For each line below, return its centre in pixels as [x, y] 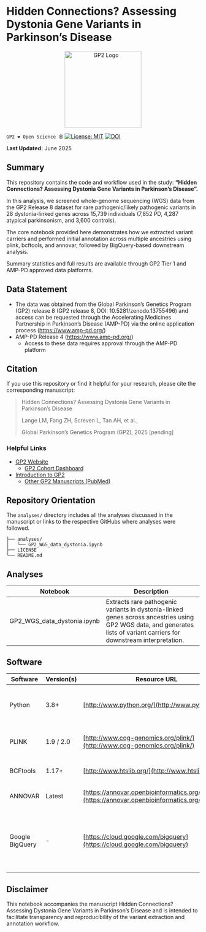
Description [151, 592]
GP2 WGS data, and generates [150, 625]
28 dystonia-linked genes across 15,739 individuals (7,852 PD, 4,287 [93, 213]
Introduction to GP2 [40, 475]
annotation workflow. [33, 923]
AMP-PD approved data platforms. [50, 270]
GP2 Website [32, 462]
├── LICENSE [21, 550]
